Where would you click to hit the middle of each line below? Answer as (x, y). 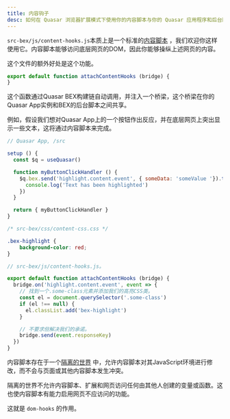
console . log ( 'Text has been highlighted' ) (87, 185)
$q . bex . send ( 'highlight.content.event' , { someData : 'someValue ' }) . (121, 179)
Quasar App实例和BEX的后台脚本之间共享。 (69, 105)
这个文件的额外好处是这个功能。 (52, 63)
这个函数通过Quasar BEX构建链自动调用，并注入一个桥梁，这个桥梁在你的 (111, 97)
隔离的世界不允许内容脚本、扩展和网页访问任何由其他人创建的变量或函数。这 (115, 385)
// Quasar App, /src (37, 141)
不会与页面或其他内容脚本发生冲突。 (76, 371)
